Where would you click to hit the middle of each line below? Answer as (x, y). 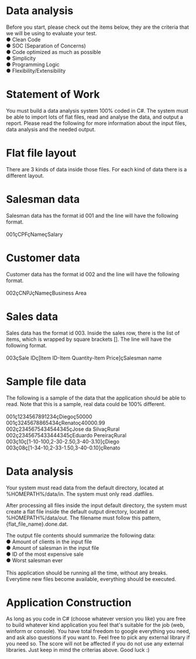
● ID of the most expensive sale (45, 554)
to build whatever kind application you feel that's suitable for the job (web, (95, 625)
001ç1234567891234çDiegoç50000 (49, 416)
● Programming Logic (33, 64)
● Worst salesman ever (35, 560)
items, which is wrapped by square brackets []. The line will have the (89, 339)
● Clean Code (23, 39)
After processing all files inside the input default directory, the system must (97, 505)
